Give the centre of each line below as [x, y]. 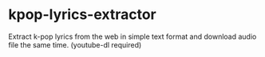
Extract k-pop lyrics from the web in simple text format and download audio [132, 36]
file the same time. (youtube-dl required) [75, 44]
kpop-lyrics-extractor [83, 15]
